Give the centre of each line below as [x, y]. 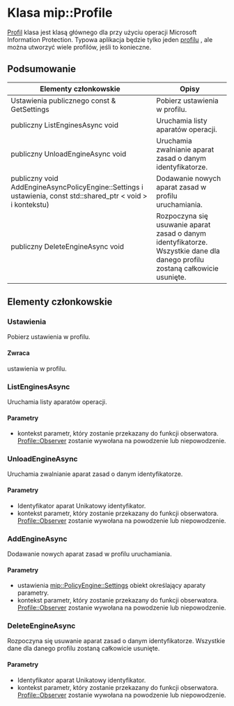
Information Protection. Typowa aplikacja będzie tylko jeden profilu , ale [110, 39]
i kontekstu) [30, 204]
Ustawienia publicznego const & [63, 101]
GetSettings [30, 109]
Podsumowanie [42, 69]
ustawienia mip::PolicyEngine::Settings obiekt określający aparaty [111, 586]
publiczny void [34, 178]
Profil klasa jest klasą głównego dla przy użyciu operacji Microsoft [102, 32]
